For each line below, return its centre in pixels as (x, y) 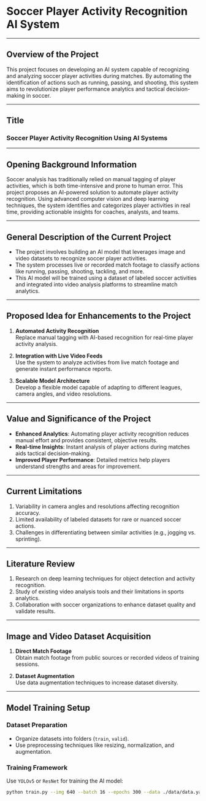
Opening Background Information (71, 164)
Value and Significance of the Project (79, 419)
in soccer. (38, 95)
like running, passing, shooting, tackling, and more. (80, 272)
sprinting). (28, 539)
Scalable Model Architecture (52, 381)
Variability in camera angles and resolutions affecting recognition (97, 506)
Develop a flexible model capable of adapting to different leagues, (98, 387)
